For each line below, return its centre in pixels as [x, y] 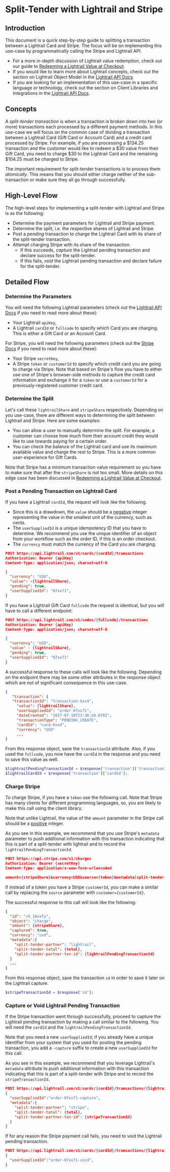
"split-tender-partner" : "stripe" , [52, 1107]
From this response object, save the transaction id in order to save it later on [85, 978]
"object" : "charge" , [31, 921]
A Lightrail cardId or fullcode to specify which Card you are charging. [85, 328]
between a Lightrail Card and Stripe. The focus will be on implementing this [83, 46]
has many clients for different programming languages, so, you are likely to [83, 803]
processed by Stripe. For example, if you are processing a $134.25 [75, 143]
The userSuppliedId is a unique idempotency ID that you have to [79, 528]
